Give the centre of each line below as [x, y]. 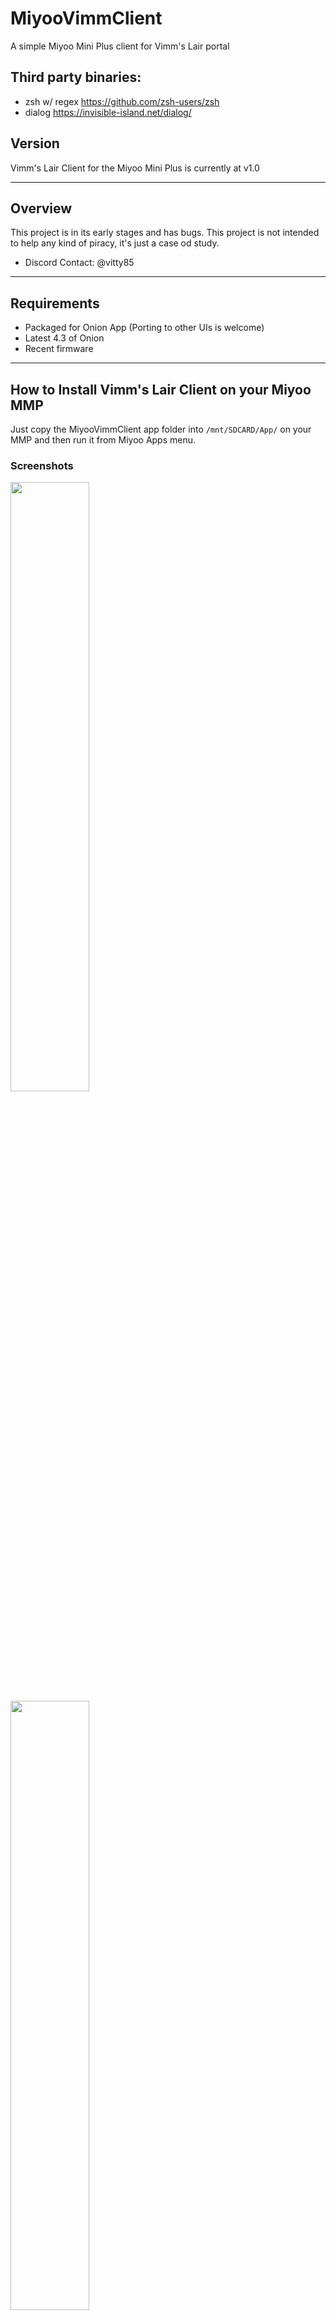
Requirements [55, 303]
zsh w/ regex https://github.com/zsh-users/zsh [122, 101]
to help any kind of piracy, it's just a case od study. [115, 243]
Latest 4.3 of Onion [64, 338]
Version [35, 143]
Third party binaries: [76, 77]
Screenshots [42, 465]
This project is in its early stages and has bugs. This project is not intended [165, 233]
